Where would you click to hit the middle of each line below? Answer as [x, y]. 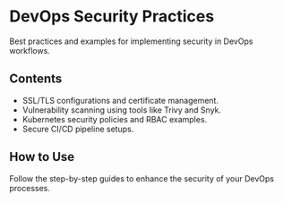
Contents [36, 79]
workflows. [30, 50]
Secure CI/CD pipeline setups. [78, 129]
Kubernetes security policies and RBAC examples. [115, 119]
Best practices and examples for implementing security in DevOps [131, 41]
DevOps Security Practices [112, 17]
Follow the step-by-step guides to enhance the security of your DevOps [142, 178]
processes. [30, 188]
